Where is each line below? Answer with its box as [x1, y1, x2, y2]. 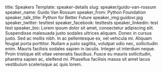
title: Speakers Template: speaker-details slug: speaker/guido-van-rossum [5, 4, 157, 10]
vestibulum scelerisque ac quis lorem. [5, 61, 82, 67]
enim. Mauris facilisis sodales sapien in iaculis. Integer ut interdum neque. [5, 46, 156, 51]
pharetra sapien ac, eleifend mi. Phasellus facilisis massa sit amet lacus [5, 56, 151, 62]
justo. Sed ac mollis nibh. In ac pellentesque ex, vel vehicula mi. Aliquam [5, 35, 152, 41]
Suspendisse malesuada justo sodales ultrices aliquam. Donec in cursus [5, 30, 152, 36]
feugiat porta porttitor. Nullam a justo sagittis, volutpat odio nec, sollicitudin [5, 41, 158, 46]
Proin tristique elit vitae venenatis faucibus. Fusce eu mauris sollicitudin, [5, 51, 152, 57]
